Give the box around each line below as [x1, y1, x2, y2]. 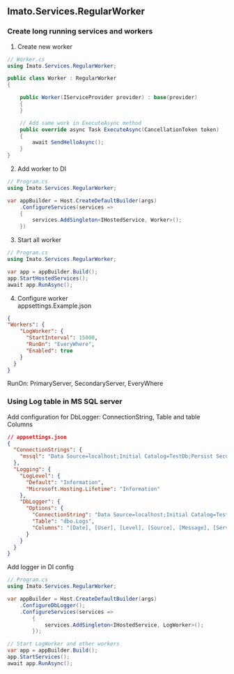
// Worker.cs [7, 56, 45, 63]
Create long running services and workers [7, 27, 153, 36]
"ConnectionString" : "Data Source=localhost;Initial [32, 511, 189, 518]
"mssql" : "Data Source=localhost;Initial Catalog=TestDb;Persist [19, 453, 214, 460]
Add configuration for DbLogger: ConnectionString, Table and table [7, 412, 201, 421]
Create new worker [17, 42, 73, 51]
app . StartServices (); [7, 654, 70, 661]
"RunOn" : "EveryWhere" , [25, 341, 95, 348]
